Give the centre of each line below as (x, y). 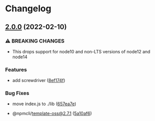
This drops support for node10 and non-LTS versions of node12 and (81, 51)
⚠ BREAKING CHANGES (35, 41)
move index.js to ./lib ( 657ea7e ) (44, 104)
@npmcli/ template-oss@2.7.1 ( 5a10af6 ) (52, 114)
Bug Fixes (17, 93)
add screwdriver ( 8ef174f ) (39, 81)
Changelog (28, 9)
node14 (20, 57)
